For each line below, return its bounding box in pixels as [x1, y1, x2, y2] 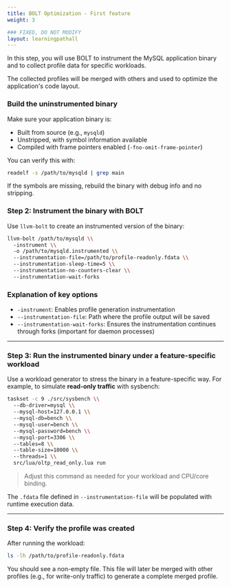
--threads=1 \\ [13, 453, 57, 461]
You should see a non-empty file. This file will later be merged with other [7, 565, 213, 573]
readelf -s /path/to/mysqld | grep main [7, 169, 125, 176]
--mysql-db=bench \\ [13, 415, 72, 422]
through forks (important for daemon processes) [16, 327, 155, 335]
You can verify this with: [7, 156, 76, 164]
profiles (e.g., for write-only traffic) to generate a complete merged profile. [7, 572, 219, 581]
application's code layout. [7, 82, 80, 90]
